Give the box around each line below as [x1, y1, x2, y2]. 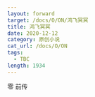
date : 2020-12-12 [7, 29, 58, 37]
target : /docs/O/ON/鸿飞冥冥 [7, 17, 89, 24]
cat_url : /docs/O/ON [7, 43, 68, 50]
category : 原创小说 [7, 36, 61, 43]
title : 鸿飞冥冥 [7, 23, 51, 30]
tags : [7, 50, 23, 57]
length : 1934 [7, 62, 46, 69]
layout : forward [7, 10, 55, 17]
